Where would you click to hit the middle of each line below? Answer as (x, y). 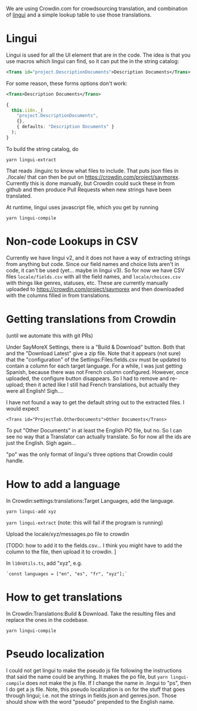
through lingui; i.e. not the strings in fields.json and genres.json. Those (91, 695)
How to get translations (64, 597)
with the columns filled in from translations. (58, 295)
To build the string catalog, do (42, 149)
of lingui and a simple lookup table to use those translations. (79, 15)
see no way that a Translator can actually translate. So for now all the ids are (98, 437)
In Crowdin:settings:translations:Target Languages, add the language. (90, 500)
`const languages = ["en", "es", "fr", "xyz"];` (67, 574)
